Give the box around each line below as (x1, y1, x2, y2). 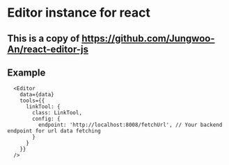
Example (7, 67, 46, 78)
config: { (32, 116, 61, 123)
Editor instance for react (7, 5, 151, 21)
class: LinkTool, (32, 110, 82, 116)
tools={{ (19, 97, 45, 105)
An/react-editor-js (7, 43, 89, 55)
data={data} (19, 92, 54, 98)
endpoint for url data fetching (7, 128, 101, 134)
